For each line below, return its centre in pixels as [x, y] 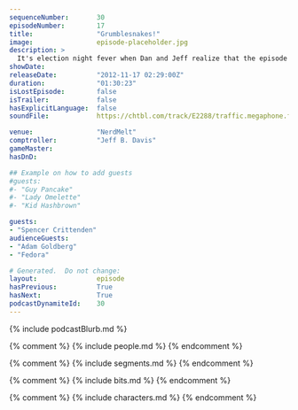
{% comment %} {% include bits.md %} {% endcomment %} [120, 380]
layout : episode [67, 279]
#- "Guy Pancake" [41, 190]
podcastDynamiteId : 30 [57, 304]
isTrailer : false [63, 100]
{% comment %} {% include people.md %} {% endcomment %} [126, 345]
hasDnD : [24, 157]
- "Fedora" [29, 255]
